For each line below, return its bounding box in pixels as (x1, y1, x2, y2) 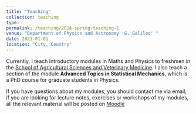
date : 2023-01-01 (6, 36, 49, 42)
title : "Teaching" (6, 8, 51, 15)
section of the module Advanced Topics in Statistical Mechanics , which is (6, 70, 188, 77)
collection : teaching (6, 14, 59, 20)
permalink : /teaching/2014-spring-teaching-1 (6, 25, 119, 31)
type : (6, 19, 19, 25)
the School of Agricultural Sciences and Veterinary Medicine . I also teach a (6, 64, 187, 71)
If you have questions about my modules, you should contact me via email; (6, 88, 187, 95)
